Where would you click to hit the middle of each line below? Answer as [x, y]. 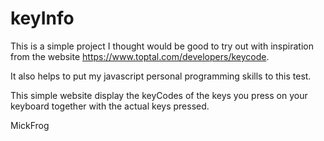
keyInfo [42, 18]
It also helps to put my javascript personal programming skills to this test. [161, 76]
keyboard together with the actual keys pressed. [110, 106]
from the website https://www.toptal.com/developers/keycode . [140, 56]
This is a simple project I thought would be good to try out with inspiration [162, 46]
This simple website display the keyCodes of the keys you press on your [159, 95]
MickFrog [30, 125]
